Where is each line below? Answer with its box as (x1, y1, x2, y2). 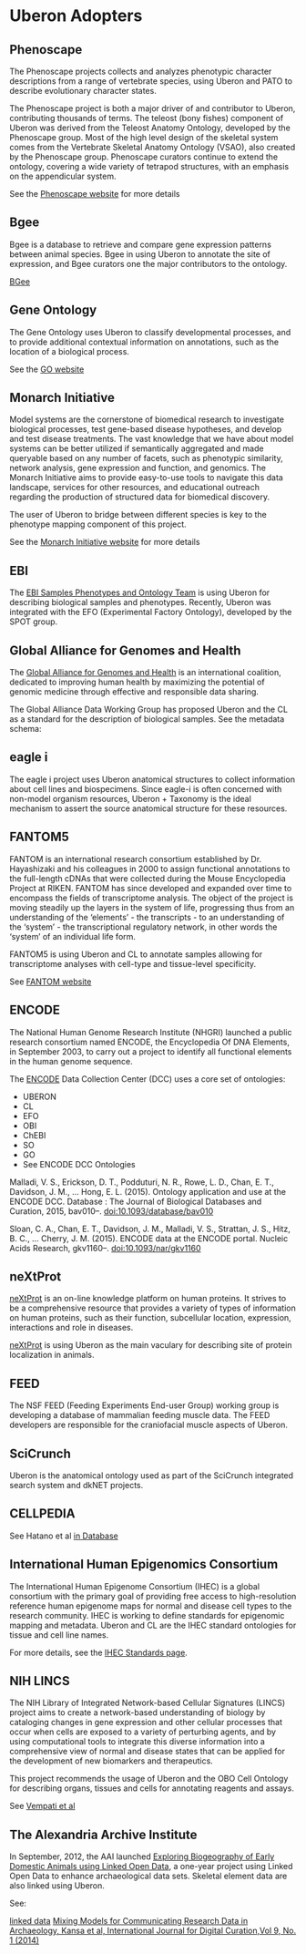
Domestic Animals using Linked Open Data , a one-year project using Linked (9, 1861, 293, 1872)
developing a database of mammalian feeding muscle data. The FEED (9, 1410, 270, 1421)
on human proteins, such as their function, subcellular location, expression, (9, 1312, 291, 1323)
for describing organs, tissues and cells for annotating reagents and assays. (9, 1783, 294, 1794)
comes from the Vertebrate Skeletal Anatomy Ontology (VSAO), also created (9, 142, 296, 152)
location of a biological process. (9, 345, 130, 356)
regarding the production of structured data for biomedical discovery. (9, 491, 270, 502)
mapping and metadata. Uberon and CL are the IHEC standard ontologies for (9, 1620, 297, 1630)
